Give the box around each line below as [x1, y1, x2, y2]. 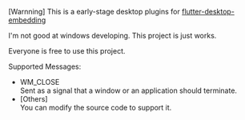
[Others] [19, 94, 48, 103]
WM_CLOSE [19, 78, 60, 86]
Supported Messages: [8, 62, 82, 71]
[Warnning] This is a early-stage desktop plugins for [8, 7, 180, 16]
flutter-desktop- [181, 7, 235, 16]
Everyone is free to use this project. [8, 46, 126, 55]
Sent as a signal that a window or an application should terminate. [19, 86, 238, 95]
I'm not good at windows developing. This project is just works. [8, 31, 217, 40]
